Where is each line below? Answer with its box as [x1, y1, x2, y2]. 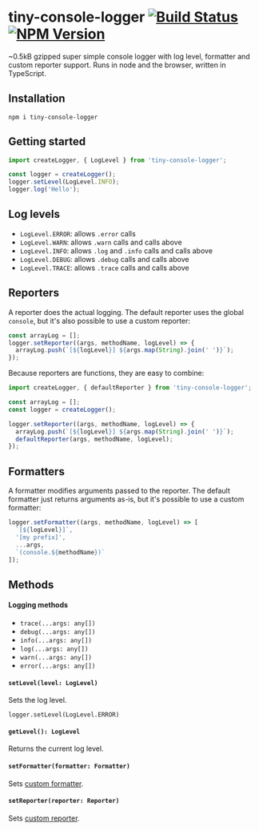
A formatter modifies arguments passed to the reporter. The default [8, 486, 230, 496]
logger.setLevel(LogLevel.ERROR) [8, 711, 120, 719]
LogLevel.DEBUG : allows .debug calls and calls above [19, 254, 189, 264]
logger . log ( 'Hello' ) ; [8, 185, 81, 194]
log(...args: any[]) [19, 645, 89, 653]
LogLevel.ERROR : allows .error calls [19, 228, 136, 238]
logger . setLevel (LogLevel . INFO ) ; [8, 178, 120, 186]
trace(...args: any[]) [19, 619, 96, 627]
